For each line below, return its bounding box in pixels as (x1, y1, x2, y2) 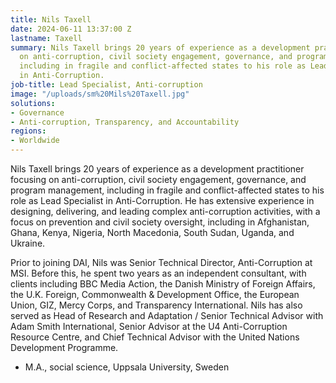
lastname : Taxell (10, 33, 83, 43)
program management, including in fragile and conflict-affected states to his (10, 184, 325, 196)
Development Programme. (10, 342, 119, 353)
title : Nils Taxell (10, 14, 92, 25)
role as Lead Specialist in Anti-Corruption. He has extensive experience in (10, 195, 315, 206)
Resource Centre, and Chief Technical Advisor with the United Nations (10, 331, 300, 343)
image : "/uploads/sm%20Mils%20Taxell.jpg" (10, 89, 190, 99)
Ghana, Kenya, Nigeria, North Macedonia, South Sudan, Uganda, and (10, 227, 295, 238)
